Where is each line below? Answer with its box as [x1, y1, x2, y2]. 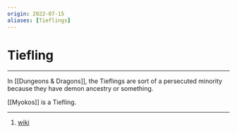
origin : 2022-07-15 [7, 10, 65, 18]
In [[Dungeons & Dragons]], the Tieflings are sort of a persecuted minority [7, 77, 223, 85]
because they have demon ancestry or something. [7, 84, 154, 93]
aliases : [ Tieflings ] [7, 17, 71, 24]
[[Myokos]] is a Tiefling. [7, 98, 77, 106]
